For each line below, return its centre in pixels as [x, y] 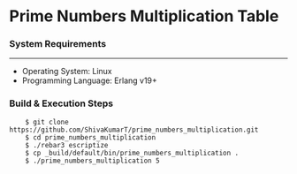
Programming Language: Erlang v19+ [89, 80]
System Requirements [58, 44]
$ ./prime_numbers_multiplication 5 [93, 161]
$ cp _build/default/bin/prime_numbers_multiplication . [132, 153]
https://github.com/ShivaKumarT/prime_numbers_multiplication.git [134, 130]
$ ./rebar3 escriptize [67, 145]
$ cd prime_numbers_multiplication [91, 137]
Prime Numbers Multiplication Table [144, 16]
